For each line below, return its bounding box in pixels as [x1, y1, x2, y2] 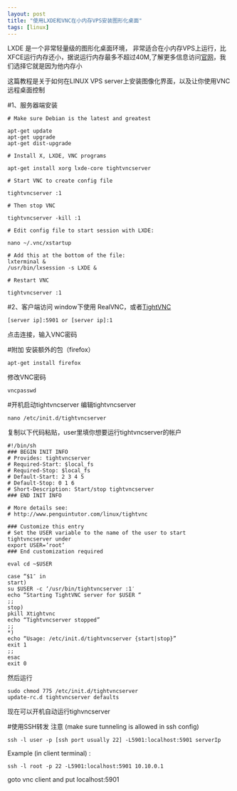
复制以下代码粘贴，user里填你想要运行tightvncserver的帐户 [7, 428, 181, 437]
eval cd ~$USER [7, 561, 53, 568]
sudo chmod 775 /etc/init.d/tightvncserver [7, 688, 139, 695]
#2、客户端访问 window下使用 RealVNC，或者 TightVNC [7, 303, 172, 312]
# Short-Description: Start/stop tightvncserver [7, 486, 154, 493]
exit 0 [7, 660, 27, 667]
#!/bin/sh [7, 442, 37, 450]
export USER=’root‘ [7, 542, 65, 549]
